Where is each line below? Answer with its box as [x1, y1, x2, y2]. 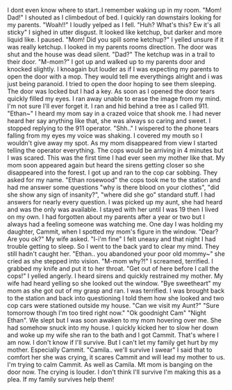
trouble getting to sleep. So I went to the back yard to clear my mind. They [7, 243, 220, 250]
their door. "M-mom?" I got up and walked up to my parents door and [7, 58, 206, 65]
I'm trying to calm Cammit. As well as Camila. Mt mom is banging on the [7, 361, 213, 368]
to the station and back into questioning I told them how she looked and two [7, 294, 224, 302]
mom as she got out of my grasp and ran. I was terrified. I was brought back [7, 286, 225, 295]
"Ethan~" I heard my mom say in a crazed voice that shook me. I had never [7, 109, 222, 117]
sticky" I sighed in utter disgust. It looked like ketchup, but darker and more [7, 28, 222, 36]
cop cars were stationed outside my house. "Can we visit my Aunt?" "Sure [7, 302, 220, 309]
